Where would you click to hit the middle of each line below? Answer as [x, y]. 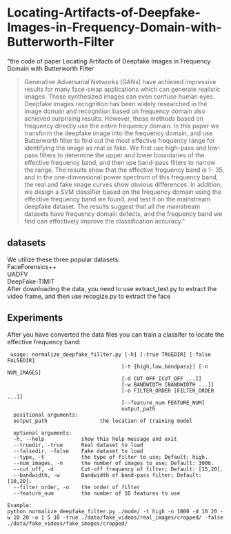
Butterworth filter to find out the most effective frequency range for [119, 140]
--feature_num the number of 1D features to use [97, 493]
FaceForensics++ [32, 266]
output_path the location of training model [103, 421]
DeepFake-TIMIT [31, 281]
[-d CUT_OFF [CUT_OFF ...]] [161, 378]
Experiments [35, 318]
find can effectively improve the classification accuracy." [104, 221]
